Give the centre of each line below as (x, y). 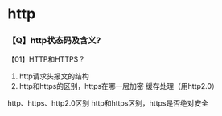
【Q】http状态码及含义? (54, 41)
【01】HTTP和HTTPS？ (47, 59)
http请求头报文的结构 (54, 76)
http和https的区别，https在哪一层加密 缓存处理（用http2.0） (119, 86)
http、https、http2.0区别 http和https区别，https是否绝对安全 (108, 103)
